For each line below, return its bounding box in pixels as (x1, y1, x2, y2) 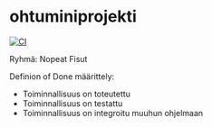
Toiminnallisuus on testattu (22, 97, 123, 109)
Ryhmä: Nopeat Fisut (9, 53, 88, 64)
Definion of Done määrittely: (9, 70, 115, 82)
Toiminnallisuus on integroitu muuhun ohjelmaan (22, 107, 204, 118)
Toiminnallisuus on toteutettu (22, 88, 131, 99)
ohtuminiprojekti (9, 6, 138, 27)
